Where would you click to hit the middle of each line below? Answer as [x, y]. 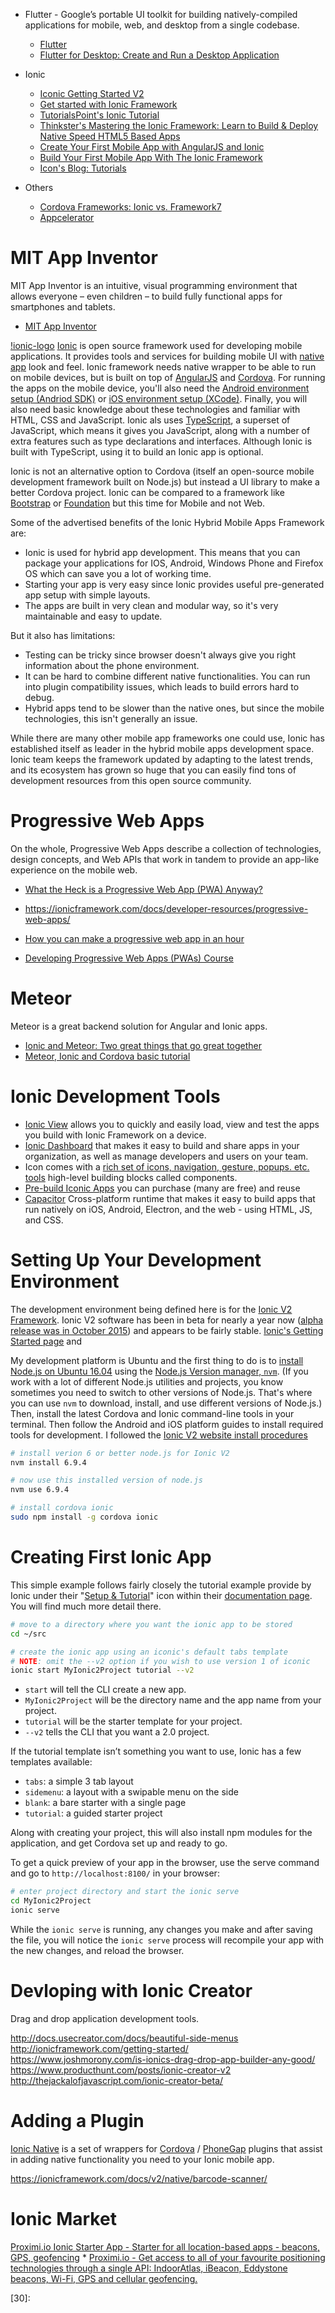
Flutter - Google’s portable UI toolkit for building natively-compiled [161, 14]
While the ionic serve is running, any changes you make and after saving [161, 1929]
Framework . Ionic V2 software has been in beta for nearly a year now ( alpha [167, 1320]
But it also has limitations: [63, 635]
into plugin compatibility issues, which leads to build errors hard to [162, 686]
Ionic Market [63, 2218]
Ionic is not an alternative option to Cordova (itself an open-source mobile [162, 471]
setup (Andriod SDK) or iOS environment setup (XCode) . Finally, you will [159, 398]
